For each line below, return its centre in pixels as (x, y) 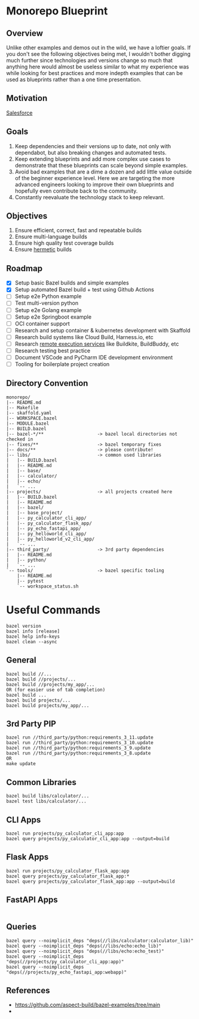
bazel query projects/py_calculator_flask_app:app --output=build (91, 881)
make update (21, 764)
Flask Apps (27, 857)
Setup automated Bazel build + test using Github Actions (84, 290)
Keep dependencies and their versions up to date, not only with (93, 146)
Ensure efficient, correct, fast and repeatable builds (78, 230)
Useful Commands (53, 610)
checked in (20, 439)
